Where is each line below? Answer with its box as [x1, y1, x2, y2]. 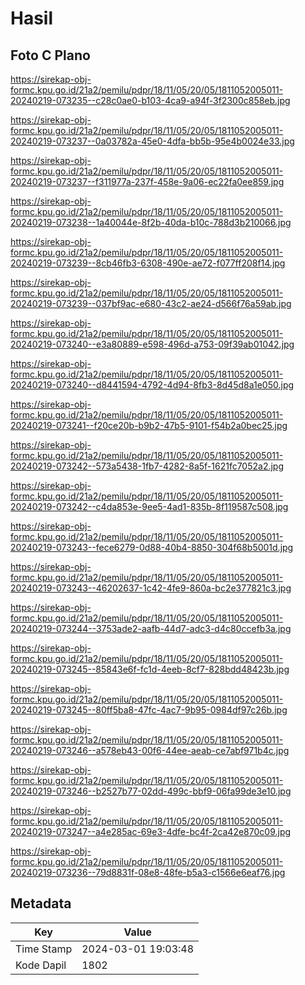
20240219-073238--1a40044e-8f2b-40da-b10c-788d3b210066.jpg [10, 217, 292, 228]
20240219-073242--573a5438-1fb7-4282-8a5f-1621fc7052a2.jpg [10, 460, 285, 472]
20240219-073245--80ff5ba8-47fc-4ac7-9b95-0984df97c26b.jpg [10, 704, 288, 716]
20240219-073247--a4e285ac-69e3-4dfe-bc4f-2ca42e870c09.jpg [10, 826, 292, 837]
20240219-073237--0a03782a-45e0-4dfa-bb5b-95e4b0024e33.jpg [10, 135, 295, 147]
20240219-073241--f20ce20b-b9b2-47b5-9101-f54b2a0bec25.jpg [10, 420, 288, 431]
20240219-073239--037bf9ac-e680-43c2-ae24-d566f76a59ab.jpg [10, 298, 292, 309]
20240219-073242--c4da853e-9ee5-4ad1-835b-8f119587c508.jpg [10, 501, 289, 512]
